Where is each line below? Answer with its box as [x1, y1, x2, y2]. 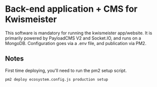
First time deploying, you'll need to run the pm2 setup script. [5, 67, 127, 73]
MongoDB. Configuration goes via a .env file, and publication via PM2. [5, 40, 147, 46]
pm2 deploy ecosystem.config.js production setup [5, 77, 109, 82]
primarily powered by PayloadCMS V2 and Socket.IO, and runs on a [5, 35, 141, 41]
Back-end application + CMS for [5, 3, 138, 15]
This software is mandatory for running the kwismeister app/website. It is [5, 30, 153, 36]
